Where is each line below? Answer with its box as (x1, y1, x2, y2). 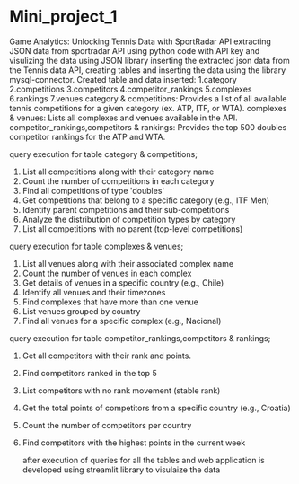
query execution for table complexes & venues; (9, 241, 184, 251)
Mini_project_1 (9, 6, 118, 27)
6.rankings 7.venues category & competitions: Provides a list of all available (9, 92, 287, 104)
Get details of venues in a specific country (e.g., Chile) (22, 277, 224, 288)
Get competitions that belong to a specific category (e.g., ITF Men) (22, 195, 270, 206)
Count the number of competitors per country (22, 419, 192, 430)
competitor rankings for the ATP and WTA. (9, 131, 166, 142)
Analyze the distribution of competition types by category (22, 214, 236, 224)
